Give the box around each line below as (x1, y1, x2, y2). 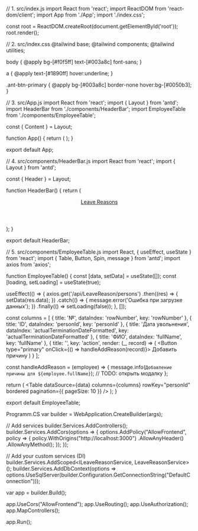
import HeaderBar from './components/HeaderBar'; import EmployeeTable (6, 105, 186, 112)
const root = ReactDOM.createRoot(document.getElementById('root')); (6, 23, 178, 30)
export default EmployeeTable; (6, 399, 81, 406)
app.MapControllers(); (6, 507, 60, 514)
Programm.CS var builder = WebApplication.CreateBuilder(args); (6, 411, 163, 417)
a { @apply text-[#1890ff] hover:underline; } (6, 70, 113, 76)
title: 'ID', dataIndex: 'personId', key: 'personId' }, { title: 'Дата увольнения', (6, 321, 190, 328)
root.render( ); (6, 29, 40, 36)
